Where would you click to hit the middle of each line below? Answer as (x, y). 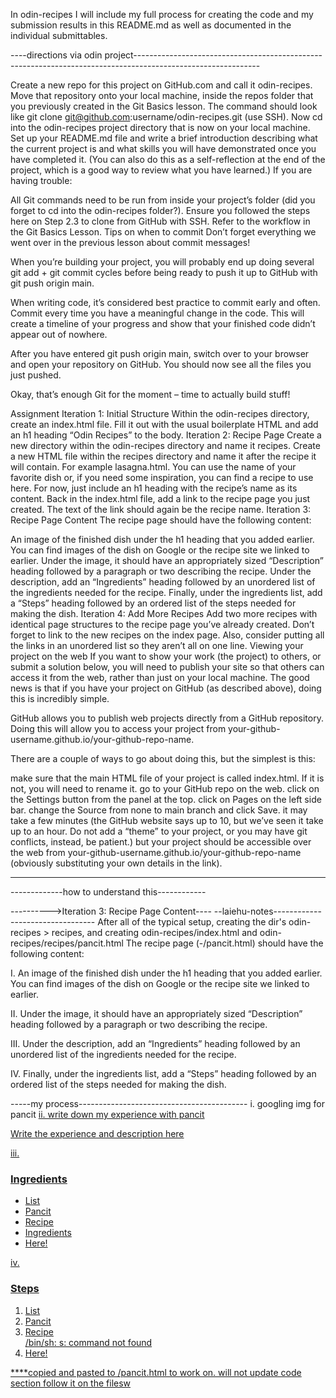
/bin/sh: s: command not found (88, 1342)
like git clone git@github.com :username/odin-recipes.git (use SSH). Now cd (166, 117)
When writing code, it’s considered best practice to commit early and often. (165, 302)
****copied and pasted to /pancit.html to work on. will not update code (156, 1372)
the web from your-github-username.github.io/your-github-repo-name (156, 852)
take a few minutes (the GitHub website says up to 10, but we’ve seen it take (167, 820)
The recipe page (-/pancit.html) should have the (224, 943)
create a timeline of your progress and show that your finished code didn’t (163, 323)
